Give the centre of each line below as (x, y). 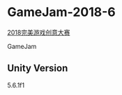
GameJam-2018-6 (62, 12)
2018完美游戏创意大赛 (39, 32)
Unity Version (38, 68)
